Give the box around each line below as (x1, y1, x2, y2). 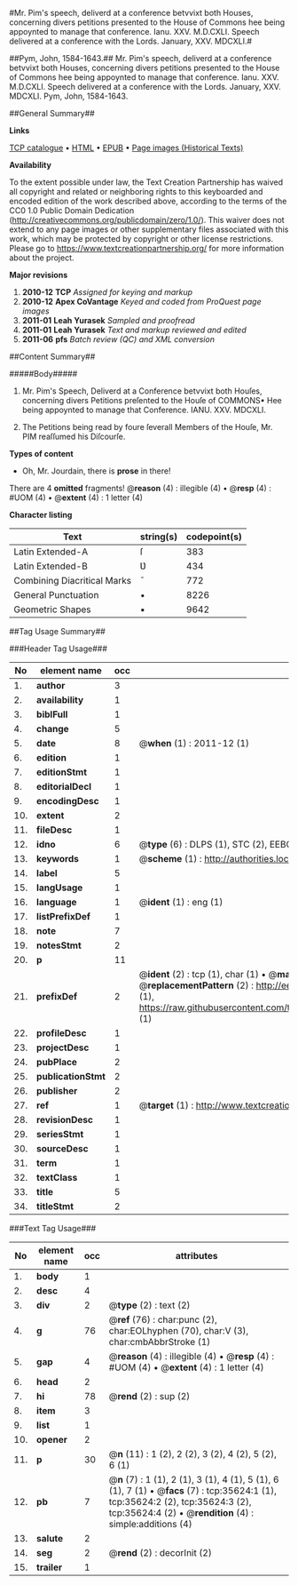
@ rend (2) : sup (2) (108, 1390, 191, 1402)
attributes (175, 1250, 218, 1262)
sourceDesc (36, 1143, 89, 1154)
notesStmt (36, 939, 82, 952)
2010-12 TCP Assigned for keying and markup (21, 287, 193, 297)
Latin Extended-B (13, 560, 89, 572)
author (36, 680, 66, 691)
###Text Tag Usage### (9, 1223, 97, 1233)
